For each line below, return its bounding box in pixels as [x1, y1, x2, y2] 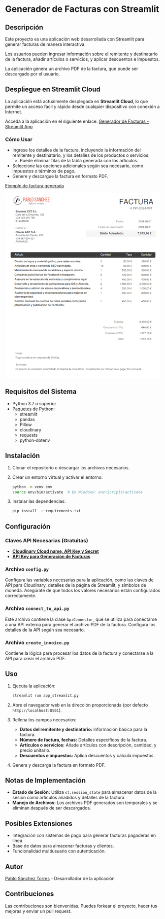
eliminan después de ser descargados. [12, 805, 91, 811]
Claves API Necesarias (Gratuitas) [5, 537, 89, 544]
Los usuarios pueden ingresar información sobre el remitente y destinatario [5, 51, 158, 57]
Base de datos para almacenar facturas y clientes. [12, 843, 114, 849]
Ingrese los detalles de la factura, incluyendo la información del [12, 147, 141, 153]
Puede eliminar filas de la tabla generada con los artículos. [19, 158, 139, 164]
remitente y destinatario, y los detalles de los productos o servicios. [12, 152, 150, 158]
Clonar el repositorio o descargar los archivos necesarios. [12, 464, 130, 470]
